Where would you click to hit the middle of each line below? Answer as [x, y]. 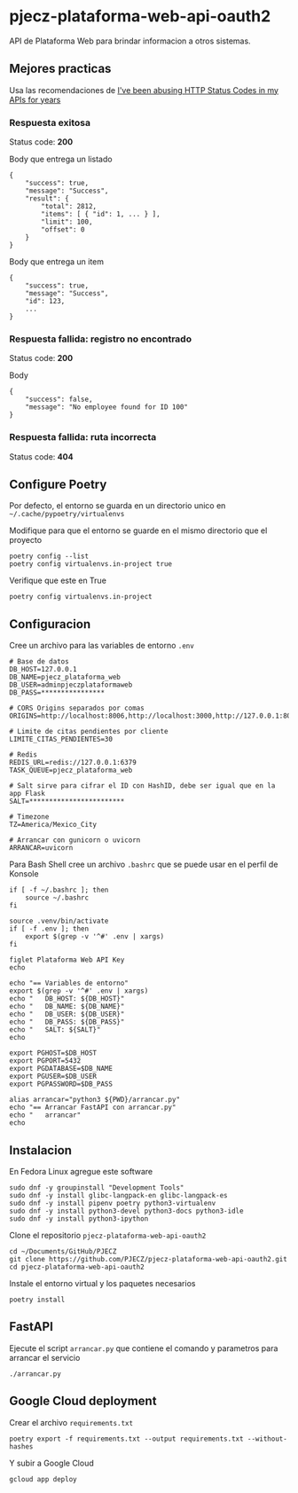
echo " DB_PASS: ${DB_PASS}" [67, 1022]
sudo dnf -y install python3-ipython [79, 1219]
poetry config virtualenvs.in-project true [91, 564]
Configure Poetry [58, 485]
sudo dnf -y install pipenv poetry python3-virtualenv [113, 1204]
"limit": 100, [67, 222]
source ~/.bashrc [57, 898]
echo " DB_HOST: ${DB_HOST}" [67, 999]
